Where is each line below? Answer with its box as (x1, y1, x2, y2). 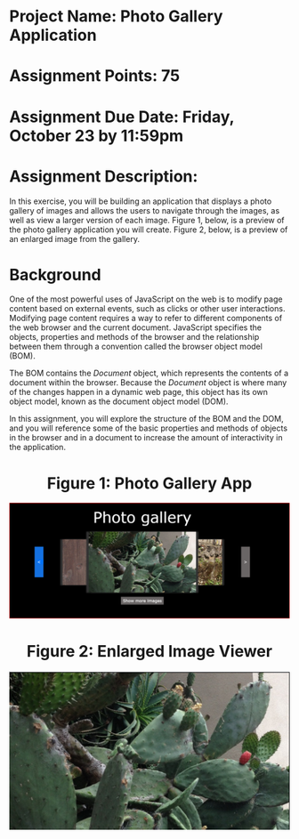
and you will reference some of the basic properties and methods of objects (9, 423, 287, 433)
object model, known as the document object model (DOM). (9, 396, 229, 407)
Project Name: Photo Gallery (9, 6, 223, 27)
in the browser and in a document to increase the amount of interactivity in (9, 432, 283, 443)
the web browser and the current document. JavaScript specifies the (9, 322, 263, 333)
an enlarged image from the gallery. (9, 233, 141, 244)
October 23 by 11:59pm (9, 125, 184, 146)
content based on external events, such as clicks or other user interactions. (9, 303, 286, 314)
